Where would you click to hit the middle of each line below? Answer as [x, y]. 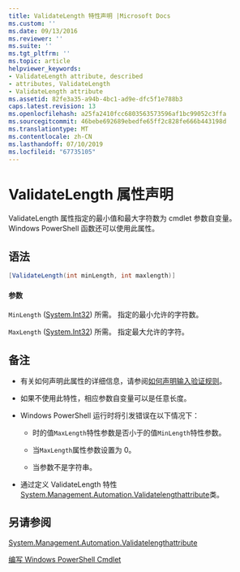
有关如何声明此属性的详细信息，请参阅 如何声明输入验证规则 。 [123, 381]
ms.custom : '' [32, 24]
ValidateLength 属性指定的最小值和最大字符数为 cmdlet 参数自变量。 [122, 218]
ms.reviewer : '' [36, 39]
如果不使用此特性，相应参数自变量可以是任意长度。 [105, 398]
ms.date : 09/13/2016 [43, 31]
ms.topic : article [39, 62]
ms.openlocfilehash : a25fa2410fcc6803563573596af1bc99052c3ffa [118, 114]
